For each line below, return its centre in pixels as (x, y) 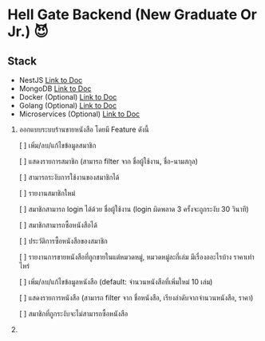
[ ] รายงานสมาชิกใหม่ (47, 193)
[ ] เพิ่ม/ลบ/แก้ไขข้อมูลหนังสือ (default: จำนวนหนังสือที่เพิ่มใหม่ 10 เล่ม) (116, 282)
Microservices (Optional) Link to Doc (79, 114)
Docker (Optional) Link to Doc (68, 97)
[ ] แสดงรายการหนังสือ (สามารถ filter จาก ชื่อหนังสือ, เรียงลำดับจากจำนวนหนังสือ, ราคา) (136, 298)
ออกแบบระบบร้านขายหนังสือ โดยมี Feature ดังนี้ (84, 129)
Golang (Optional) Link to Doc (68, 106)
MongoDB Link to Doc (55, 88)
